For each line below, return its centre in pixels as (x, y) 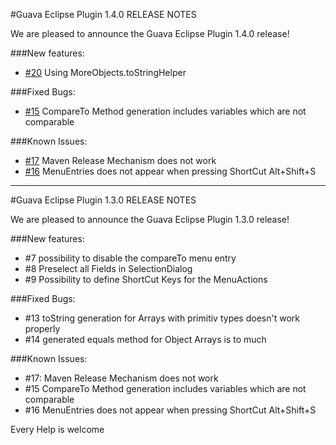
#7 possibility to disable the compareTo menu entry (130, 258)
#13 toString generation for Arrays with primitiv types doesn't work (162, 318)
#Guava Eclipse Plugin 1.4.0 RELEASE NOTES (103, 14)
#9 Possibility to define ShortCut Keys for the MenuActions (146, 279)
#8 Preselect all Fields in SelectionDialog (108, 268)
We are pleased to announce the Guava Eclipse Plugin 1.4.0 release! (150, 33)
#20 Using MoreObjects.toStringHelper (105, 72)
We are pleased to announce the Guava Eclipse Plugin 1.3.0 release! (150, 219)
